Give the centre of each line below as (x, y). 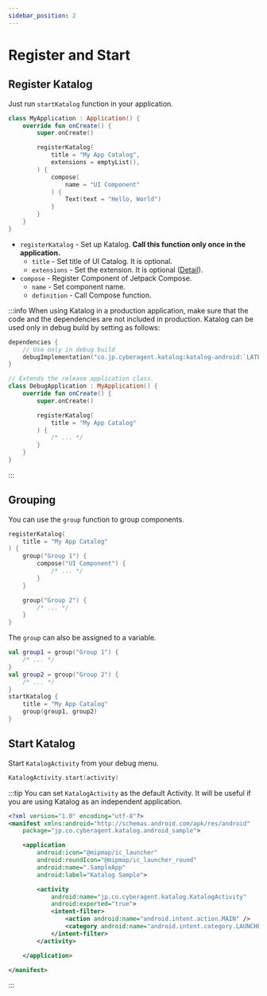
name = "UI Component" (103, 184)
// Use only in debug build (69, 349)
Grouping (32, 500)
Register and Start (70, 55)
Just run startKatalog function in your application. (91, 104)
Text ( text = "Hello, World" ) (113, 199)
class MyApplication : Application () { (74, 118)
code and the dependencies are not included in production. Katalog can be (131, 319)
